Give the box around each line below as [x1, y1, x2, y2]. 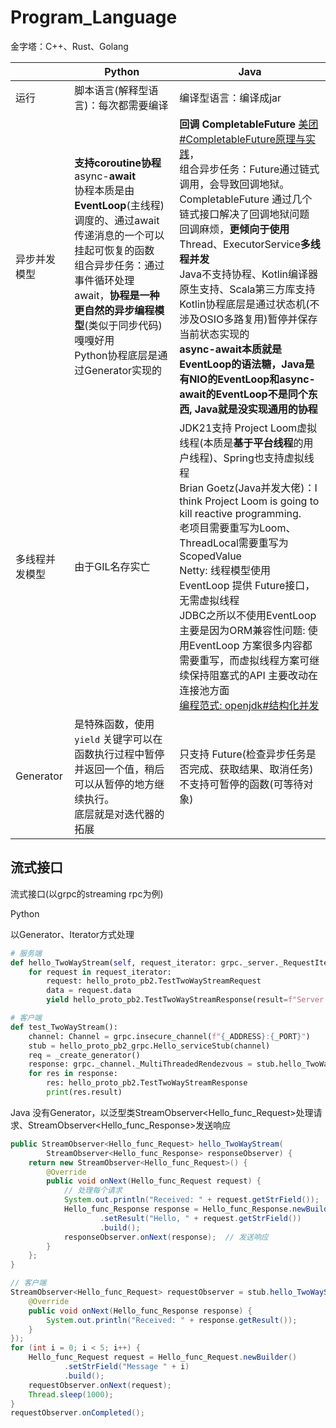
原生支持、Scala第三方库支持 [179, 282, 316, 296]
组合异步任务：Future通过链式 [179, 162, 320, 176]
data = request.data [46, 986, 132, 996]
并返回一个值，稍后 [74, 762, 165, 776]
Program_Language [10, 6, 178, 29]
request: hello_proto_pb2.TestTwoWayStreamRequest [46, 976, 262, 986]
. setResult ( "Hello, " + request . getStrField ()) [99, 1213, 302, 1223]
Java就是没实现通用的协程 [194, 402, 318, 416]
